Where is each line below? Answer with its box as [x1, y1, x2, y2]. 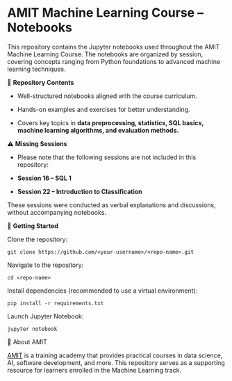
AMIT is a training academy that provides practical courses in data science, [7, 351, 223, 359]
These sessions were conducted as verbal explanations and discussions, [7, 200, 217, 209]
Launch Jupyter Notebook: [7, 311, 84, 321]
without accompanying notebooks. [7, 208, 106, 216]
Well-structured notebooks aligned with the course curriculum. [17, 92, 198, 100]
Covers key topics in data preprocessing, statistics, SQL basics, [17, 118, 204, 127]
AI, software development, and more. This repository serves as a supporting [7, 358, 226, 366]
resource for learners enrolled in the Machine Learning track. [7, 366, 182, 374]
